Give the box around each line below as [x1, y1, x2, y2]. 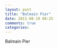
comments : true [5, 20, 36, 26]
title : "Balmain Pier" [5, 12, 51, 16]
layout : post [5, 7, 32, 12]
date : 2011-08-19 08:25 [5, 16, 54, 21]
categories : [5, 25, 29, 30]
